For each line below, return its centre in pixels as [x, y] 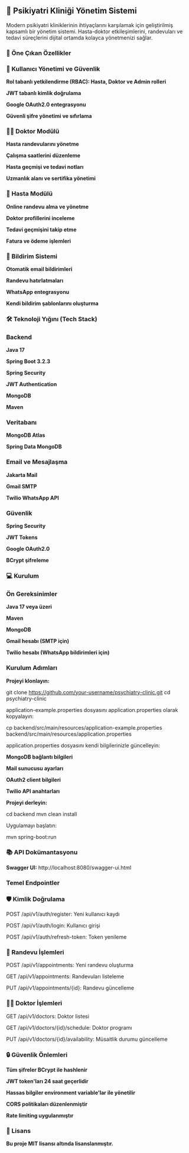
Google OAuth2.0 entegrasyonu [46, 104]
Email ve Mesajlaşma [37, 462]
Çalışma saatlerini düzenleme [43, 156]
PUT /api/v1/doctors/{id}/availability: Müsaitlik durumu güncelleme [87, 1039]
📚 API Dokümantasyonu [42, 852]
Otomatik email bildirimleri [39, 269]
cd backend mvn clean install [42, 814]
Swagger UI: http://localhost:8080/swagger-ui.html [69, 867]
